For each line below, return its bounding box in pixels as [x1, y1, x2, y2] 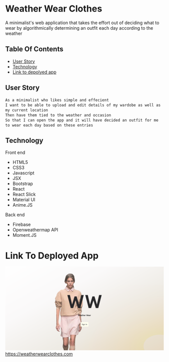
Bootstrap [12, 180, 33, 187]
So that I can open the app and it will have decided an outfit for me [5, 118, 158, 123]
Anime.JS [12, 202, 33, 208]
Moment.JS [12, 232, 37, 238]
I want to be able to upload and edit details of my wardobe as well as [5, 103, 161, 108]
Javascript [12, 170, 35, 176]
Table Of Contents [5, 45, 64, 53]
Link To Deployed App [5, 250, 99, 261]
